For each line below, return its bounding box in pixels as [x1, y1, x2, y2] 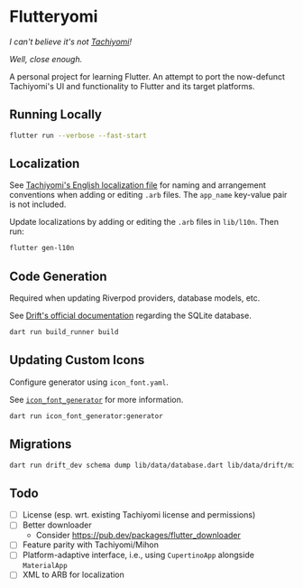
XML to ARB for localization [22, 569, 124, 580]
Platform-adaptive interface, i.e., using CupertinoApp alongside [22, 549, 255, 561]
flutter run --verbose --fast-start [9, 131, 147, 140]
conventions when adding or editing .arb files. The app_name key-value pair [9, 190, 288, 201]
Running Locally [9, 107, 102, 123]
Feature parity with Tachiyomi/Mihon [22, 539, 160, 550]
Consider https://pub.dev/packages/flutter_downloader [35, 530, 241, 541]
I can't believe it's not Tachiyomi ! [9, 36, 133, 47]
